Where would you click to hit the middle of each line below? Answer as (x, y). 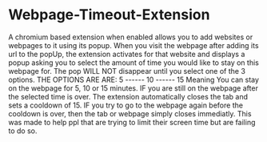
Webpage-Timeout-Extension (109, 15)
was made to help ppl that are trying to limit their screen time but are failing (132, 122)
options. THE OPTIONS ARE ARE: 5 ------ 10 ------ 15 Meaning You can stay (134, 79)
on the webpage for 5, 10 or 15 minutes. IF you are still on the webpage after (133, 88)
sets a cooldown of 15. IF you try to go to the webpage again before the (126, 105)
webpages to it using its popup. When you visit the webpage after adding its (133, 45)
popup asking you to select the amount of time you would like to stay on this (134, 63)
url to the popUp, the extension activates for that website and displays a (127, 54)
